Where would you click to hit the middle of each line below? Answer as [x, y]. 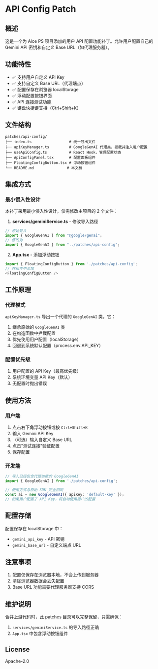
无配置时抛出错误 [30, 383]
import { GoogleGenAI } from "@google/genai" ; [54, 236]
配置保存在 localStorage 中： [34, 528]
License [17, 649]
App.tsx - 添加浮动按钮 [36, 255]
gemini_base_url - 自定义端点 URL [47, 545]
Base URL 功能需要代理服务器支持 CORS [53, 587]
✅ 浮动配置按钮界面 [32, 96]
